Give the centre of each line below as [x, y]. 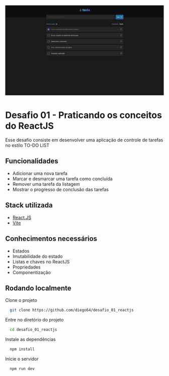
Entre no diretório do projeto [34, 320]
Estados [21, 251]
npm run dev [22, 368]
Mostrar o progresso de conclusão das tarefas [61, 189]
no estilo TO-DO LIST [27, 145]
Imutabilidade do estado [37, 256]
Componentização [32, 272]
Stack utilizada [29, 205]
